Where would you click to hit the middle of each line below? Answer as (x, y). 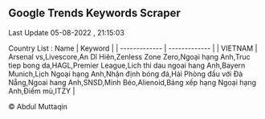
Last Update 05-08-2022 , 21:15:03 (66, 32)
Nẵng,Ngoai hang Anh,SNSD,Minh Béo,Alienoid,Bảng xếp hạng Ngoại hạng (132, 82)
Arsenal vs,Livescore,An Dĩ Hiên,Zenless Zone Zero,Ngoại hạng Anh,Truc (129, 56)
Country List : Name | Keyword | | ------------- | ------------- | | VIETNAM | (133, 48)
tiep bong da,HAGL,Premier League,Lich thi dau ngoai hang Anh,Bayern (127, 65)
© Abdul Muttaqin (38, 106)
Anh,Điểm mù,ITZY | (42, 91)
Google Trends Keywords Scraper (94, 13)
